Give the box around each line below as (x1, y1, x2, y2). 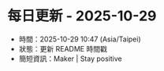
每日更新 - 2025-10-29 (7, 7, 157, 25)
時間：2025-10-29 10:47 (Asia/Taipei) (18, 34, 141, 44)
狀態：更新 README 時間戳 (18, 44, 107, 53)
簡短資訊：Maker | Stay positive (18, 54, 123, 63)
